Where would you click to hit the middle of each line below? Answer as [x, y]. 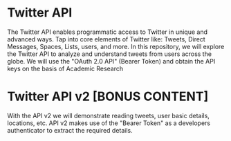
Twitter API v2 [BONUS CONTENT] [108, 96]
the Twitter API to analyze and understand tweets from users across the [110, 54]
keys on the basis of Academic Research [65, 68]
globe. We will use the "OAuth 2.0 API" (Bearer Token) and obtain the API [111, 61]
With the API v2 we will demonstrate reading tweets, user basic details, [108, 115]
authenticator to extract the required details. [70, 130]
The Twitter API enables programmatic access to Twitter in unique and [107, 32]
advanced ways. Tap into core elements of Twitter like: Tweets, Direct [106, 39]
